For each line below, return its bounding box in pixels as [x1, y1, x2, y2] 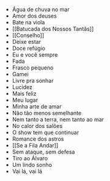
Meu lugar [12, 96, 38, 104]
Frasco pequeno [12, 64, 54, 71]
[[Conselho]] [12, 32, 45, 39]
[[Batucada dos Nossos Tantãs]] [12, 25, 94, 32]
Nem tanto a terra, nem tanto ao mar [12, 116, 105, 123]
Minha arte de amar [12, 103, 62, 110]
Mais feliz [12, 90, 37, 97]
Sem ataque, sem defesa [12, 148, 75, 155]
